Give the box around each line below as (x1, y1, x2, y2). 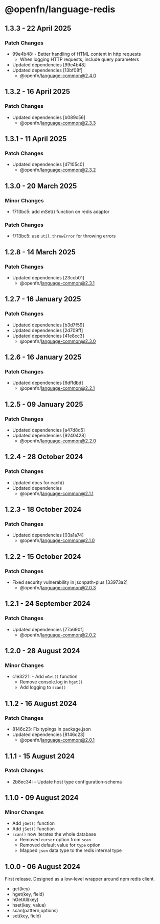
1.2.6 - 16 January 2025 (5, 353, 82, 361)
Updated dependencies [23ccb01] (12, 274, 85, 280)
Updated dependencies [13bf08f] (12, 67, 83, 73)
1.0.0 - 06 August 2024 (5, 862, 81, 871)
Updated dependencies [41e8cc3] (12, 333, 85, 339)
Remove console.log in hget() (19, 679, 83, 685)
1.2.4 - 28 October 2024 (5, 453, 83, 461)
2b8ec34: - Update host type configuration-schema (12, 778, 122, 785)
